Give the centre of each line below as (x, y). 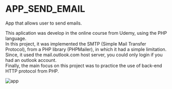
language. (16, 38)
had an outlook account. (31, 60)
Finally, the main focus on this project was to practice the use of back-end (84, 65)
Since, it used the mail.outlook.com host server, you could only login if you (84, 55)
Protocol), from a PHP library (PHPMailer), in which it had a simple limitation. (86, 49)
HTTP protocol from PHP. (32, 71)
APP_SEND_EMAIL (45, 9)
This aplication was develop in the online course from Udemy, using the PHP (86, 33)
